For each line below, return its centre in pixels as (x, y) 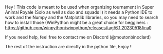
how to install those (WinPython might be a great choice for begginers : (77, 22)
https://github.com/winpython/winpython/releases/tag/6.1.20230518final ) (78, 28)
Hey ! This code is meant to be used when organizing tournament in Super (80, 7)
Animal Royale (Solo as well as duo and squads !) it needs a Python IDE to (79, 12)
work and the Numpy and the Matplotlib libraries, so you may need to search (82, 17)
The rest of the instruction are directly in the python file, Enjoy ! (68, 46)
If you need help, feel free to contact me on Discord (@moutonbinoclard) (78, 37)
